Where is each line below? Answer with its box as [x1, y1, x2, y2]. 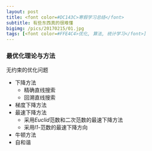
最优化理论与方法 [6, 52, 56, 60]
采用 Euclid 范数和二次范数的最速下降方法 [23, 116, 123, 124]
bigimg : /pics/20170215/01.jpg [6, 25, 84, 32]
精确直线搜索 [23, 87, 56, 94]
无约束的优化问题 [6, 66, 48, 73]
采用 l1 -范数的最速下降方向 [23, 124, 88, 131]
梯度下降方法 [14, 101, 47, 109]
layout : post [6, 8, 39, 15]
